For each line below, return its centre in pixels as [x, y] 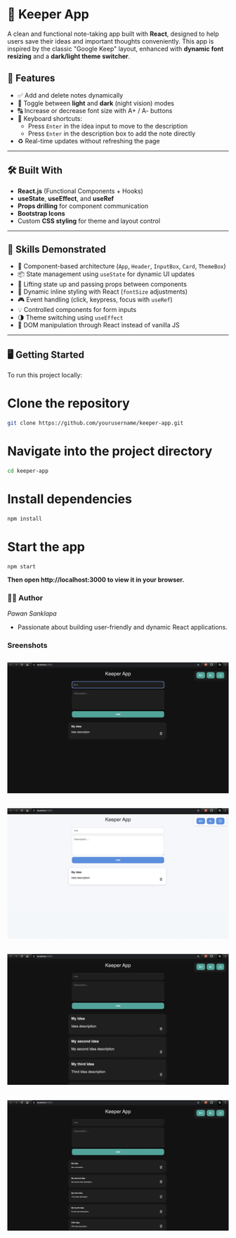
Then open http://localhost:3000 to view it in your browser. [96, 580]
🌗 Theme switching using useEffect [70, 318]
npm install [25, 519]
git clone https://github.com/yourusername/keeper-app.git [96, 423]
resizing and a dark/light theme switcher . [69, 56]
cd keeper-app [28, 471]
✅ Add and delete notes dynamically [70, 95]
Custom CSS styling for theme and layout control [88, 221]
